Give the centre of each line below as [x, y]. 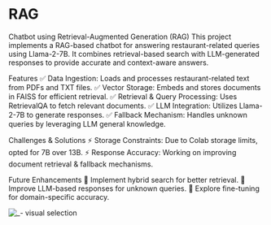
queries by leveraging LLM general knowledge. [87, 123]
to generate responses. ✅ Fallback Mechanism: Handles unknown [137, 115]
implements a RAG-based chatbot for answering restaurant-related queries [134, 45]
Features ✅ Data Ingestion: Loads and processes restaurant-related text [129, 78]
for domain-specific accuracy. [59, 197]
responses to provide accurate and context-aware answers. [109, 63]
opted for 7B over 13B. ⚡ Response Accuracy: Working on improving [122, 152]
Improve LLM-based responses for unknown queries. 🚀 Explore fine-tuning [134, 188]
